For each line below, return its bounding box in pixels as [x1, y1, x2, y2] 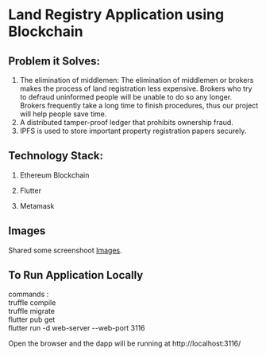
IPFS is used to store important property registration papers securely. [19, 126, 247, 135]
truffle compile [8, 298, 56, 307]
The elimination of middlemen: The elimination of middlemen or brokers [19, 76, 254, 84]
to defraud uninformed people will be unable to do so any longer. [19, 92, 233, 101]
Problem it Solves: [8, 54, 101, 68]
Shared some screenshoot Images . [8, 245, 123, 255]
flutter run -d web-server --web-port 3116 [8, 323, 145, 333]
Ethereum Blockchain [19, 170, 90, 180]
